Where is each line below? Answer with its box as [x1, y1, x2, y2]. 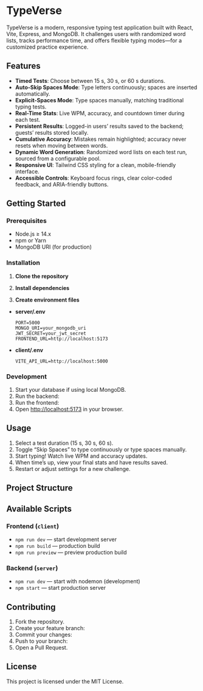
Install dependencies [15, 284, 70, 291]
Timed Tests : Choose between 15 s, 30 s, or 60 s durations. [15, 77, 166, 84]
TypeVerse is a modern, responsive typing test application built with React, [6, 24, 193, 31]
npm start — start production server [15, 584, 106, 592]
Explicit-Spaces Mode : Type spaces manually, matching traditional [15, 96, 184, 104]
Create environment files [15, 296, 80, 303]
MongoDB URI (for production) [15, 243, 92, 250]
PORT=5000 [15, 319, 41, 326]
